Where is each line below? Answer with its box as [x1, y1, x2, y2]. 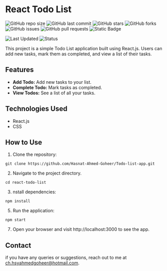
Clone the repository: [12, 151, 57, 158]
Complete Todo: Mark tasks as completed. [12, 84, 102, 90]
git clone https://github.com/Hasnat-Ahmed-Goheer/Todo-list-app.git [5, 161, 155, 166]
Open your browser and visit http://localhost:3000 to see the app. [12, 226, 150, 232]
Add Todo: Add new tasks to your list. [12, 79, 92, 85]
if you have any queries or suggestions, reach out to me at [5, 255, 127, 261]
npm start [5, 217, 26, 223]
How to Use [5, 138, 43, 147]
